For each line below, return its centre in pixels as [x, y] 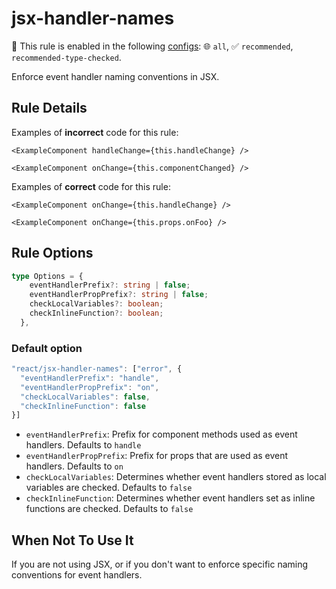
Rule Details [49, 108]
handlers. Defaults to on [74, 466]
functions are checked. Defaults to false [109, 509]
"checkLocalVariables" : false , [85, 397]
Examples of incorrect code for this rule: [95, 132]
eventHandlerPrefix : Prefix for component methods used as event [161, 434]
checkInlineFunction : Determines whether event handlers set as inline [170, 498]
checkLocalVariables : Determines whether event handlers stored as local [176, 477]
